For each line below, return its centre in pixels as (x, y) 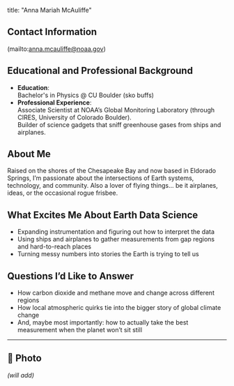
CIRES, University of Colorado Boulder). (75, 117)
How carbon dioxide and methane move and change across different (116, 293)
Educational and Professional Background (100, 71)
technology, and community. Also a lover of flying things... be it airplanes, (112, 186)
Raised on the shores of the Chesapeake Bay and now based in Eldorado (112, 171)
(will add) (21, 375)
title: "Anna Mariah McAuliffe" (49, 10)
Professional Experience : (54, 102)
